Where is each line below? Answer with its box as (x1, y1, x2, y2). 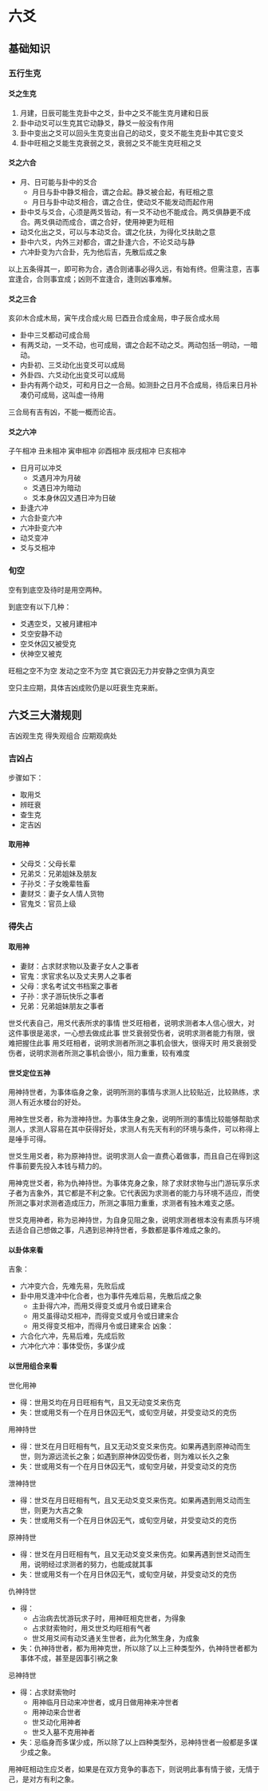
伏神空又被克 (19, 648, 62, 658)
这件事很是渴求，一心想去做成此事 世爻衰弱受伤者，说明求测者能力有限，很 (8, 1028, 255, 1038)
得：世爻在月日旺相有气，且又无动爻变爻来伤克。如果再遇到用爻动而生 (19, 1495, 251, 1505)
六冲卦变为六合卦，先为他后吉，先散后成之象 (19, 247, 167, 257)
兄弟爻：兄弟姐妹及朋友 (19, 868, 97, 878)
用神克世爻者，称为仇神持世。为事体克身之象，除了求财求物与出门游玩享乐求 (8, 1179, 260, 1188)
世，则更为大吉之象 (19, 1505, 84, 1515)
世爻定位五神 (8, 1068, 50, 1078)
